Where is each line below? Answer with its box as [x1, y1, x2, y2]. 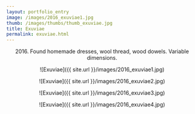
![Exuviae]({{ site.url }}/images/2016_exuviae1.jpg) [39, 66, 165, 73]
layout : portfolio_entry [6, 8, 69, 15]
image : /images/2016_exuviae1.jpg [6, 14, 94, 21]
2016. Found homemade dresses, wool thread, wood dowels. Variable [15, 48, 190, 55]
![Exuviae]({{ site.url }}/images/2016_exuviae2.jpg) [39, 78, 165, 85]
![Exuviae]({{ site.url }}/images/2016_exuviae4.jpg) [39, 101, 165, 109]
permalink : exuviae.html [6, 31, 69, 37]
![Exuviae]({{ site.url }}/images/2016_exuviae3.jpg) [39, 89, 165, 97]
